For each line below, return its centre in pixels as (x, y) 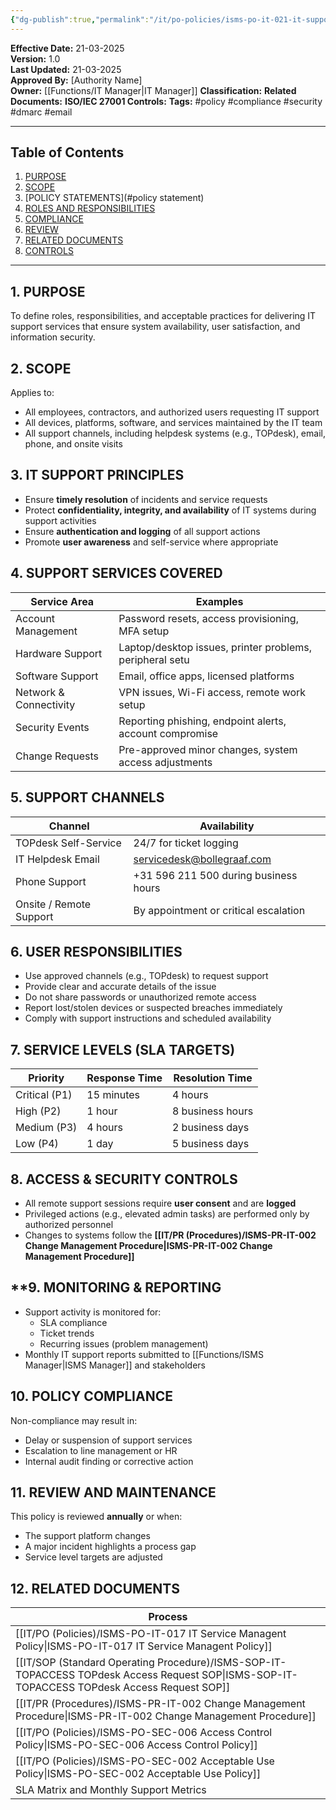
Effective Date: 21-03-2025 (67, 48)
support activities (60, 520)
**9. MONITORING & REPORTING (116, 1287)
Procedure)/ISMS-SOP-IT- (222, 1663)
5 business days (210, 1144)
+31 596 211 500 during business (215, 875)
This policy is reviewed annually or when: (96, 1517)
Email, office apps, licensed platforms (206, 676)
